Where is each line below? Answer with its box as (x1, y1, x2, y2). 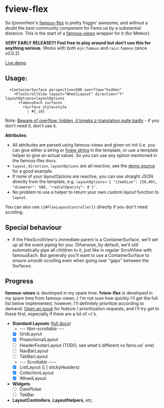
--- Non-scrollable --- (19, 326, 65, 332)
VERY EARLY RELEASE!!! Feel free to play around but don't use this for (5, 39, 151, 45)
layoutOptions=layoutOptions (5, 96, 65, 101)
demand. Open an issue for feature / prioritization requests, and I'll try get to (5, 306, 160, 312)
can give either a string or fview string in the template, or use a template (12, 147, 159, 153)
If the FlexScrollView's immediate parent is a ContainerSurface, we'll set (12, 236, 158, 242)
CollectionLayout (19, 370, 54, 375)
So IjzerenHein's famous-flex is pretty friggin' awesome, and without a (5, 20, 148, 26)
